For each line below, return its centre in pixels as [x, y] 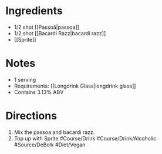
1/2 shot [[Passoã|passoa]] [47, 27]
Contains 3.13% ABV [39, 92]
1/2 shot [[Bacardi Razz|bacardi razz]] [60, 33]
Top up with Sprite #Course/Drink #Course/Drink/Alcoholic [85, 138]
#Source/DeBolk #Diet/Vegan [50, 145]
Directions [31, 116]
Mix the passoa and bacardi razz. [54, 132]
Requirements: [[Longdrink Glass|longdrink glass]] [75, 86]
